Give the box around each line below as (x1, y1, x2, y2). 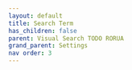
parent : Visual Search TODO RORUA (8, 34, 125, 43)
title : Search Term (8, 19, 74, 27)
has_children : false (8, 27, 78, 35)
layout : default (8, 11, 63, 20)
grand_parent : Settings (8, 42, 89, 50)
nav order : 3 (8, 49, 52, 57)
